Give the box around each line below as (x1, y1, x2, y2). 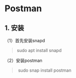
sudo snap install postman (18, 67, 72, 73)
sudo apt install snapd (16, 48, 62, 53)
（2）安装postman (4, 57, 42, 63)
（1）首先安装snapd (4, 38, 45, 43)
